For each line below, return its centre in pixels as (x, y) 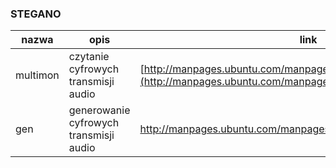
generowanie (99, 110)
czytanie (89, 57)
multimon (37, 75)
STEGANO (36, 14)
